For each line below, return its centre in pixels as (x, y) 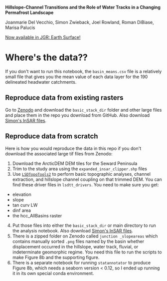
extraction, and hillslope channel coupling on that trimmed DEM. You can (87, 179)
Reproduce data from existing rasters (64, 98)
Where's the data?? (47, 58)
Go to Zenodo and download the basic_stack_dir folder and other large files (83, 110)
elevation (22, 194)
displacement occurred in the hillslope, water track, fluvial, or (75, 246)
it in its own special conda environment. (53, 273)
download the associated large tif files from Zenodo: (59, 154)
